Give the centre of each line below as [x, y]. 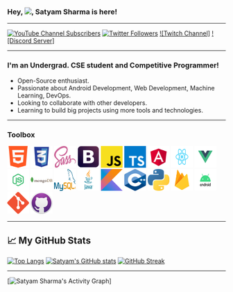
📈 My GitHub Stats [49, 241]
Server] [44, 41]
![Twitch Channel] [184, 33]
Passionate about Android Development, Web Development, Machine [116, 88]
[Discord [19, 41]
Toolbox [21, 134]
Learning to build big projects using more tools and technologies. [110, 110]
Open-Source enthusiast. [53, 81]
